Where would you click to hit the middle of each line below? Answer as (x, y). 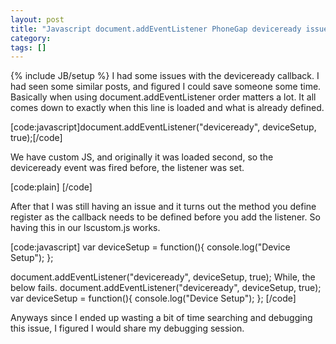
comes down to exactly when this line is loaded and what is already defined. (167, 108)
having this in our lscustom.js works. (85, 228)
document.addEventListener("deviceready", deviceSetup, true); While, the (163, 277)
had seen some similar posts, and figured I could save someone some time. (166, 87)
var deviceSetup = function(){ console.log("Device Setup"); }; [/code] (153, 298)
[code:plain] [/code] (51, 187)
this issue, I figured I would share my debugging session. (127, 328)
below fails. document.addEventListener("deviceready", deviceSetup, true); (166, 288)
